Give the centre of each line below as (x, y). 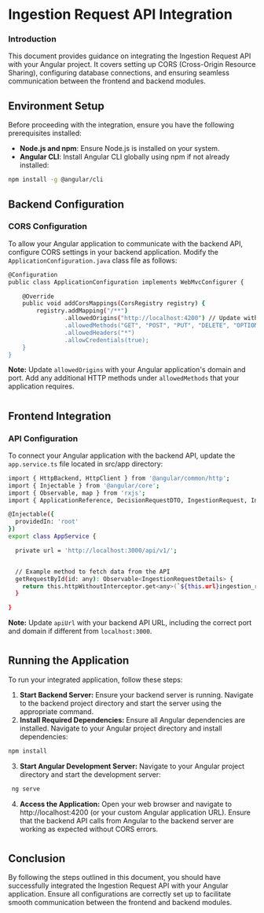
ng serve (26, 789)
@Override (38, 296)
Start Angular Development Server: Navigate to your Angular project (132, 766)
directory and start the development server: (90, 774)
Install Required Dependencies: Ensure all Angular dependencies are (132, 720)
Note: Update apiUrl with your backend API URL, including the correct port (130, 623)
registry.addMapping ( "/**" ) (82, 311)
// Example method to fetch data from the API (93, 572)
